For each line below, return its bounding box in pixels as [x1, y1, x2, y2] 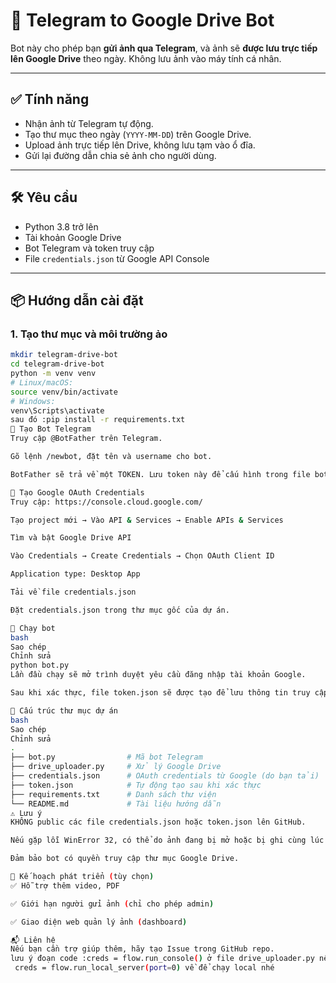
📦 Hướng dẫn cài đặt [10, 292, 144, 309]
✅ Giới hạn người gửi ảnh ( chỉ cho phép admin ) [10, 899, 215, 909]
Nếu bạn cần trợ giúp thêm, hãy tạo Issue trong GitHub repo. [10, 944, 275, 954]
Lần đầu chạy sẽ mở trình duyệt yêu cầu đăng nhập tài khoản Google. [10, 670, 307, 680]
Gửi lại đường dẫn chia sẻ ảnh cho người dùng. [24, 149, 217, 161]
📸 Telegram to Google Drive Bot [10, 9, 275, 32]
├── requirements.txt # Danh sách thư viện [10, 789, 217, 799]
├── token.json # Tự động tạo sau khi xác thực [10, 780, 262, 790]
